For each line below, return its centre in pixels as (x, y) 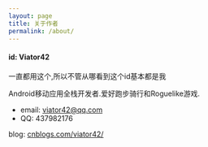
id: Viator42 (29, 57)
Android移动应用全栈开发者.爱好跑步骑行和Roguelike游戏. (104, 93)
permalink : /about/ (41, 31)
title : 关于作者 (33, 24)
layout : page (30, 16)
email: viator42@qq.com (61, 110)
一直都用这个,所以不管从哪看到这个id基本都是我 (87, 76)
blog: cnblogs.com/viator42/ (56, 134)
